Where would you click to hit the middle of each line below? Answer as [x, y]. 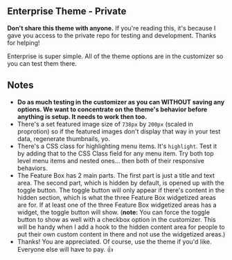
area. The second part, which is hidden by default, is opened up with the [121, 183]
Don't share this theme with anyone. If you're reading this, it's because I [111, 28]
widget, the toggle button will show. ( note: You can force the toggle [113, 212]
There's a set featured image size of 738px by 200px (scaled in [105, 124]
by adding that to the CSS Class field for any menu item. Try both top [115, 153]
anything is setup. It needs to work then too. [82, 116]
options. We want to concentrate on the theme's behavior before [112, 109]
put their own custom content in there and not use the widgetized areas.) [121, 234]
